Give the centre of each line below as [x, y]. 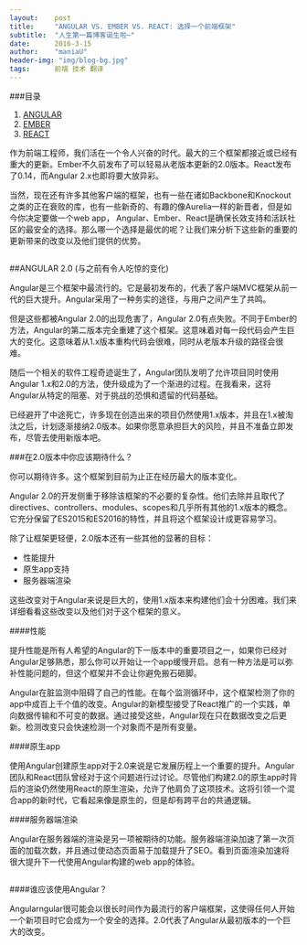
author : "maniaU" [49, 52]
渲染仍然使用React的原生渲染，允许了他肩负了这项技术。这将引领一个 [156, 789]
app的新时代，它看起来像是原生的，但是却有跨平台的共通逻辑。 [137, 800]
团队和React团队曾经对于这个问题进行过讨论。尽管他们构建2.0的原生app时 [149, 777]
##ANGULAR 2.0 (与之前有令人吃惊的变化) [89, 268]
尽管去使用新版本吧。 [65, 437]
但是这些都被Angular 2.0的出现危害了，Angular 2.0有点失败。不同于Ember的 [153, 318]
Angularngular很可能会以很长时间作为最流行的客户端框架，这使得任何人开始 [152, 908]
